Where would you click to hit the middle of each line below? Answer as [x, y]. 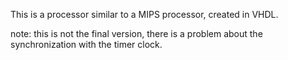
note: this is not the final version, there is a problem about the [136, 33]
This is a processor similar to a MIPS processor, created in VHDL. [144, 14]
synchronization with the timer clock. [86, 44]
